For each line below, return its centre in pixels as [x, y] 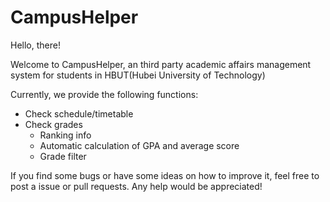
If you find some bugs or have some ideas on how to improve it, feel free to [165, 175]
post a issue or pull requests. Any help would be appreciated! [136, 186]
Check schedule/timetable [79, 113]
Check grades [53, 124]
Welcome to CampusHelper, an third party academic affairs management [161, 64]
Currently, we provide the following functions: [104, 94]
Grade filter [63, 156]
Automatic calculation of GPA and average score [139, 145]
